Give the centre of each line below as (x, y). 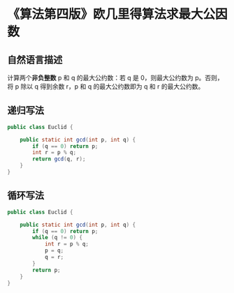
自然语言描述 (35, 60)
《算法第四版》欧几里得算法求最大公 (111, 14)
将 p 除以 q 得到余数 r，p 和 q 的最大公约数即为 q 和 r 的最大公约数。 (106, 87)
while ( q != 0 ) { (57, 238)
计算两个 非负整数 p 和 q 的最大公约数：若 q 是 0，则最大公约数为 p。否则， (115, 78)
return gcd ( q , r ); (59, 159)
